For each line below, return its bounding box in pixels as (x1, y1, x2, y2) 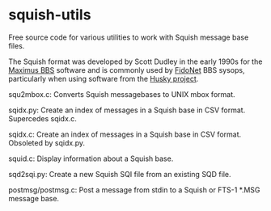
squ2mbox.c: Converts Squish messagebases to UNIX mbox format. (8, 89, 236, 99)
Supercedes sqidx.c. (8, 113, 77, 123)
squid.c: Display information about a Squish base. (8, 154, 174, 163)
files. (8, 40, 25, 50)
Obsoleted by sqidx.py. (8, 137, 86, 147)
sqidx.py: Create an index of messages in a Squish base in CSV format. (8, 105, 246, 115)
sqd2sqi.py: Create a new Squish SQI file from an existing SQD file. (8, 169, 232, 179)
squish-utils (8, 6, 91, 24)
